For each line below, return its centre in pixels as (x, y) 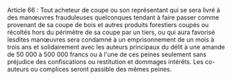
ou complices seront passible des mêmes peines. (101, 69)
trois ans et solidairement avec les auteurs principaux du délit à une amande (116, 47)
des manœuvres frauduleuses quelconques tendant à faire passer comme (113, 17)
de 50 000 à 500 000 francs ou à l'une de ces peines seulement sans (107, 54)
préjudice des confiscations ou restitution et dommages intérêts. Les (105, 62)
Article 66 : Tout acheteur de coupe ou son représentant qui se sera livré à (114, 10)
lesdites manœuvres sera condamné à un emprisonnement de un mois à (111, 40)
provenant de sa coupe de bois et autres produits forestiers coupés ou (108, 25)
